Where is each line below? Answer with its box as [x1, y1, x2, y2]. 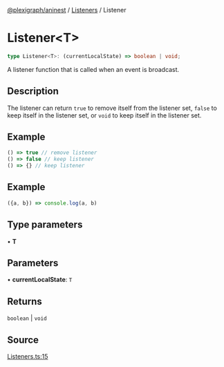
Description [7, 86, 59, 97]
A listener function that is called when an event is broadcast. [7, 65, 180, 73]
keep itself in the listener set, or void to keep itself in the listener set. [7, 111, 202, 120]
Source [7, 334, 39, 346]
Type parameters [7, 219, 83, 231]
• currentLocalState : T [7, 276, 73, 284]
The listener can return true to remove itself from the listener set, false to [7, 104, 218, 112]
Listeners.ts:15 [7, 352, 48, 360]
